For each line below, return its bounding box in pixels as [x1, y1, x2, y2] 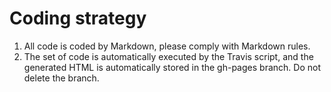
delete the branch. [23, 72, 100, 84]
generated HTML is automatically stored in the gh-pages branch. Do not [23, 61, 321, 73]
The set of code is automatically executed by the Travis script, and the [23, 50, 314, 62]
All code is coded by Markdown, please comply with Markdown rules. [23, 40, 311, 52]
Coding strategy [9, 7, 147, 30]
